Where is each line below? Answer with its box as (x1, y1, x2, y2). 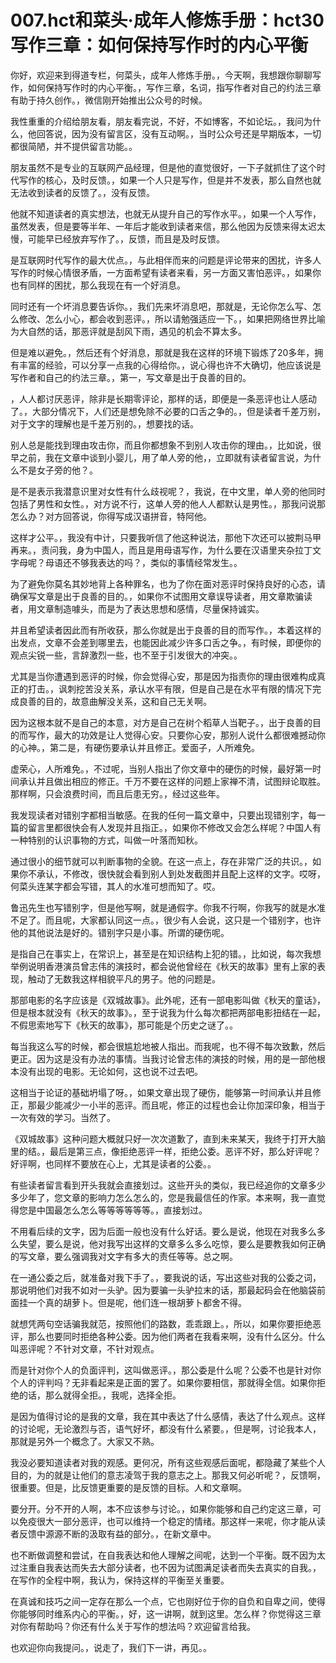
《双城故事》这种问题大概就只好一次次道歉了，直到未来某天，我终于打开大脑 (10, 1132, 326, 1145)
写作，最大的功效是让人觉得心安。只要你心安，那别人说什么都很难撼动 (27, 729, 317, 741)
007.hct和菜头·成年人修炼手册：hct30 (10, 9, 325, 32)
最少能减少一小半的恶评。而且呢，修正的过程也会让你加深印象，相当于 (36, 1099, 326, 1111)
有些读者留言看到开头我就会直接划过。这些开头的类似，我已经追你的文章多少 (10, 1179, 326, 1191)
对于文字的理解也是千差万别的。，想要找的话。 (10, 417, 199, 430)
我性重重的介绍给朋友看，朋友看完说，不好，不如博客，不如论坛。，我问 (10, 115, 304, 127)
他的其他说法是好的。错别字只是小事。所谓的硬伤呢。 (10, 926, 230, 938)
